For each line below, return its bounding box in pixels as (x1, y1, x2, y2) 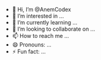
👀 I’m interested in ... (12, 12, 64, 20)
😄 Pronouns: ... (12, 41, 52, 48)
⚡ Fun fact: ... (12, 48, 46, 55)
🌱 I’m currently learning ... (12, 19, 78, 26)
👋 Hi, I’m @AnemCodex (12, 6, 72, 13)
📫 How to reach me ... (12, 32, 69, 39)
